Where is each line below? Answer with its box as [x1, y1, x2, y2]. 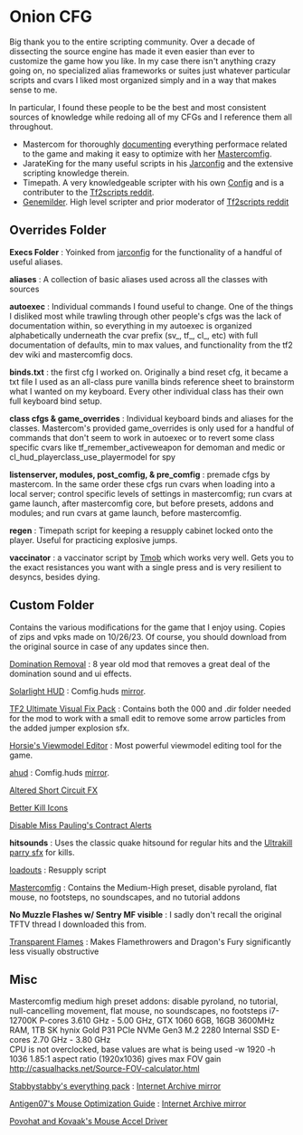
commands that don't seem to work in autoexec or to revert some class [9, 432, 275, 443]
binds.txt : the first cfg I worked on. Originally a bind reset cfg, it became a [9, 367, 289, 377]
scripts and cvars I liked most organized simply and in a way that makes [9, 74, 278, 85]
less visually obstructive [9, 946, 99, 957]
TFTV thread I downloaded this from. [9, 919, 147, 930]
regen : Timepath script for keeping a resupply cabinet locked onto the [9, 525, 274, 536]
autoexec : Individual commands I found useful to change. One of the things [9, 300, 294, 311]
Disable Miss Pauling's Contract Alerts [9, 819, 152, 830]
